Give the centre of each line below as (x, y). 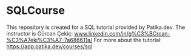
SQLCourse (36, 11)
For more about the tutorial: (128, 40)
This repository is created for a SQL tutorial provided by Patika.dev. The (96, 27)
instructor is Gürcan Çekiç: (40, 33)
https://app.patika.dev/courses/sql (49, 46)
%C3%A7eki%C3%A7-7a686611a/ (49, 40)
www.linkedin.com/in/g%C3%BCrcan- (122, 33)
